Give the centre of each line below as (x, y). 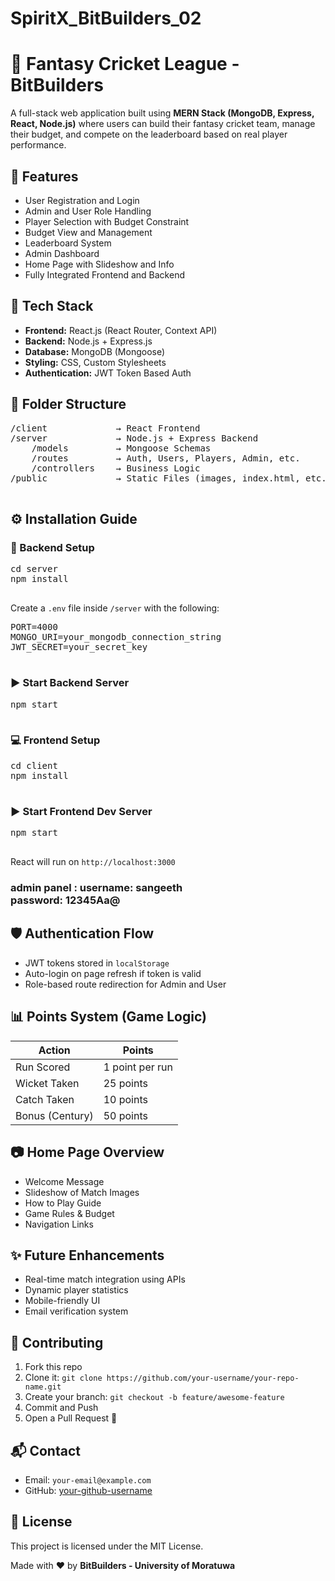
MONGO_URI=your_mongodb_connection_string (116, 637)
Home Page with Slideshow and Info (99, 264)
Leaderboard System (68, 243)
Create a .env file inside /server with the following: (115, 608)
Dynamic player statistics (76, 1290)
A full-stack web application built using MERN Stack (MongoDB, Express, (162, 113)
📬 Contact (45, 1450)
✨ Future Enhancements (87, 1255)
